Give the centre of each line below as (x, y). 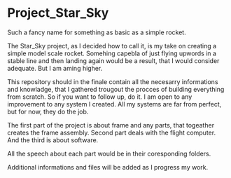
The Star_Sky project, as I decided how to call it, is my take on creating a (112, 46)
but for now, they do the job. (48, 111)
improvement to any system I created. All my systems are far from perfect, (114, 104)
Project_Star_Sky (58, 13)
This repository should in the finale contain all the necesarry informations (113, 81)
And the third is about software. (53, 140)
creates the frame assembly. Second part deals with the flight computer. (111, 132)
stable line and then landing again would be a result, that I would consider (113, 60)
